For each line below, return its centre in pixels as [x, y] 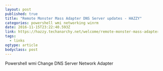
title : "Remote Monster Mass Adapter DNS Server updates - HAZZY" [73, 18]
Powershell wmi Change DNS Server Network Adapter [59, 63]
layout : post [18, 9]
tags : [10, 36]
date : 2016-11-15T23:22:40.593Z [38, 27]
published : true [21, 14]
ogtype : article [21, 45]
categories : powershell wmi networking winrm [52, 23]
